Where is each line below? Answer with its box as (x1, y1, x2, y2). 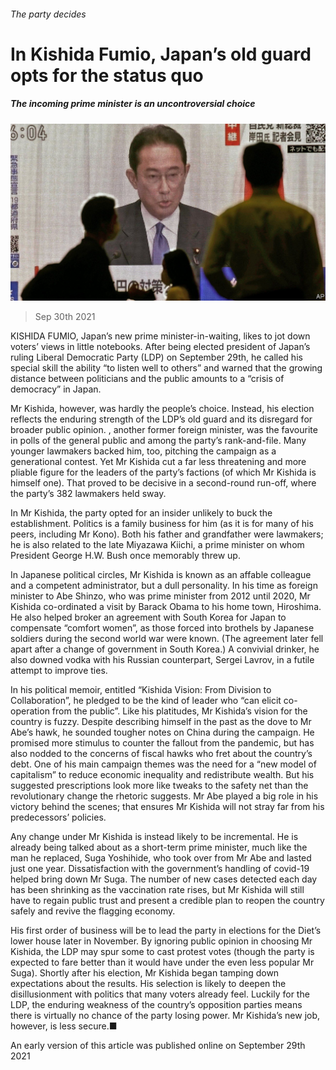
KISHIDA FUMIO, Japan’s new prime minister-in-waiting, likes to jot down (10, 330, 311, 342)
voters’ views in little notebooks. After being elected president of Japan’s (10, 341, 311, 353)
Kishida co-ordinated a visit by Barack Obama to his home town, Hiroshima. (10, 601, 322, 613)
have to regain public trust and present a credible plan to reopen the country (10, 895, 325, 907)
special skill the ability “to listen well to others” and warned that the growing (10, 362, 323, 374)
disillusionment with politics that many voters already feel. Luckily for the (10, 988, 310, 1000)
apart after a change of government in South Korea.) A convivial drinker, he (10, 643, 320, 655)
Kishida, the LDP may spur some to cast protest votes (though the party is (10, 946, 315, 958)
